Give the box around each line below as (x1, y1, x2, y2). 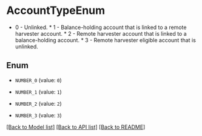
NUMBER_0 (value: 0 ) (15, 76, 62, 83)
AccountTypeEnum (6, 4, 106, 18)
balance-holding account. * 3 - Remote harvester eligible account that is (15, 36, 196, 44)
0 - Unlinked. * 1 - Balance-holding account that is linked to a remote (15, 24, 187, 31)
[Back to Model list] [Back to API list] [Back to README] (6, 123, 146, 131)
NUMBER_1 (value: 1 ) (15, 88, 62, 96)
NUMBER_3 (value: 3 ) (15, 111, 62, 118)
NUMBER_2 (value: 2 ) (15, 100, 62, 107)
